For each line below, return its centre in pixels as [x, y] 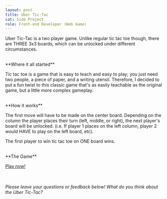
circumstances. [21, 49]
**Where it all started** [30, 64]
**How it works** [24, 106]
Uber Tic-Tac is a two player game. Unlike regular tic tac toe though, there [82, 38]
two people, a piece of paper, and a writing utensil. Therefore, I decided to [82, 79]
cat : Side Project [24, 19]
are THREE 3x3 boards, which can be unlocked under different [70, 44]
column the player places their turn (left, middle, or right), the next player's [83, 121]
